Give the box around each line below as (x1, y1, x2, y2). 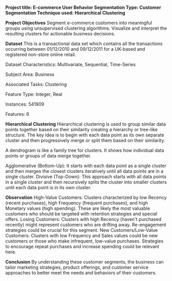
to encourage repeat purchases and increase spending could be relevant (5, 244, 160, 249)
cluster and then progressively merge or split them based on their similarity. (5, 137, 165, 143)
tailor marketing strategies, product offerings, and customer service (5, 264, 149, 270)
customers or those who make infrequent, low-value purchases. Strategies (5, 238, 164, 244)
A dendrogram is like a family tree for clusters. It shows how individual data (5, 147, 164, 153)
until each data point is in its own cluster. (5, 185, 91, 190)
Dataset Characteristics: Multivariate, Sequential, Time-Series (5, 62, 136, 67)
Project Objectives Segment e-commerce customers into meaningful (5, 20, 152, 26)
